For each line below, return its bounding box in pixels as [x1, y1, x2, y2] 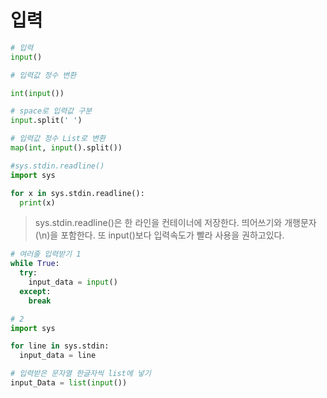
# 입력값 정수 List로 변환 [10, 134, 106, 144]
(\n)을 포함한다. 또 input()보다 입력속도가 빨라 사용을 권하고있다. [34, 229, 285, 241]
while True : [10, 259, 60, 269]
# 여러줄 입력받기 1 [10, 249, 82, 260]
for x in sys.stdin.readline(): [10, 188, 145, 198]
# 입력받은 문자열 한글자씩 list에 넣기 [10, 369, 152, 379]
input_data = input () [28, 277, 118, 288]
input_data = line [19, 351, 97, 361]
